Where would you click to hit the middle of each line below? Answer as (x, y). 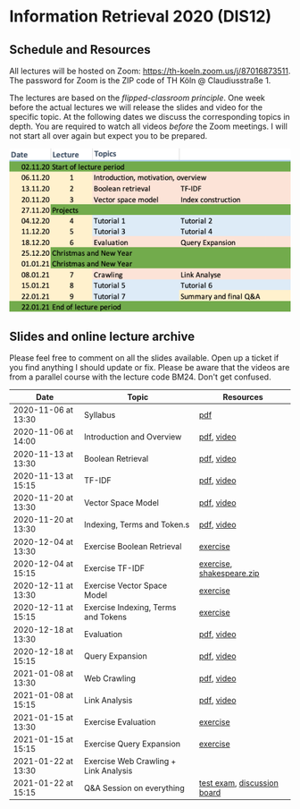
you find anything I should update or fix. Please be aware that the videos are (150, 368)
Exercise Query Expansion (133, 744)
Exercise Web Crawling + (130, 762)
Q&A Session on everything (134, 788)
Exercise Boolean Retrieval (133, 547)
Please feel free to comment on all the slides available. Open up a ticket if (144, 358)
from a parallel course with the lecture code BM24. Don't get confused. (140, 377)
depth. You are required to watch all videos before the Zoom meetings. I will (149, 126)
